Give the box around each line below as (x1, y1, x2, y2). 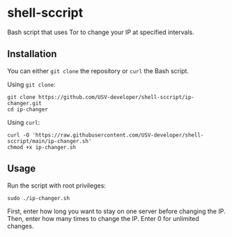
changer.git (7, 100, 42, 107)
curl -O (7, 131, 30, 139)
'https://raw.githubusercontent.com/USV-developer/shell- (32, 131, 204, 139)
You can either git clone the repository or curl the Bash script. (7, 66, 190, 75)
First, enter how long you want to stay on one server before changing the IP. (7, 207, 226, 215)
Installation (7, 48, 57, 60)
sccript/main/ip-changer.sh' (7, 137, 92, 144)
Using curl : (7, 118, 40, 126)
